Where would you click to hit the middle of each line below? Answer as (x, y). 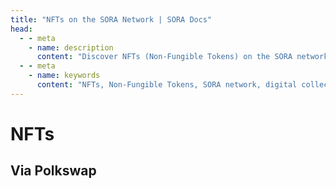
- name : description (71, 47)
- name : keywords (64, 76)
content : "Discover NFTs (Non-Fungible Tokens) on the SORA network (182, 57)
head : (21, 29)
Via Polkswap (53, 171)
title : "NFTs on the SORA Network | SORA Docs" (111, 19)
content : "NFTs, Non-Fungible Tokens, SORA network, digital (167, 85)
